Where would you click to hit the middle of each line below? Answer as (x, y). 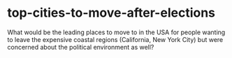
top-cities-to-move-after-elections (111, 13)
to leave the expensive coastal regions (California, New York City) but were (115, 39)
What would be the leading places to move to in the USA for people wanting (116, 32)
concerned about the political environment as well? (81, 47)
